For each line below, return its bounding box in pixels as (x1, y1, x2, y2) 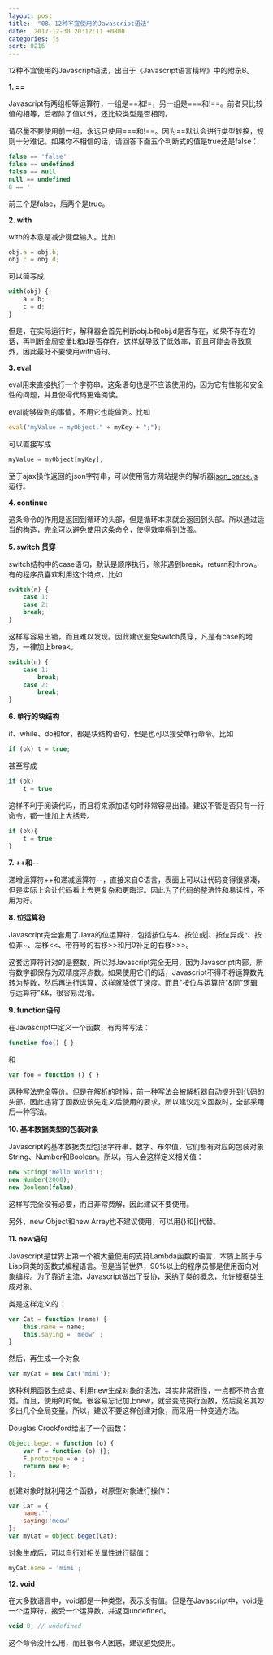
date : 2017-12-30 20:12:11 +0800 (8, 27, 126, 35)
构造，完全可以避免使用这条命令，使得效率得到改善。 (22, 525, 201, 534)
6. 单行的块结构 (8, 712, 60, 722)
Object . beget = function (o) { (8, 1439, 115, 1448)
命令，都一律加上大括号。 (8, 810, 94, 820)
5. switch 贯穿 (8, 542, 56, 551)
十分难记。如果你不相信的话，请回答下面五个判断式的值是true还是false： (15, 136, 259, 147)
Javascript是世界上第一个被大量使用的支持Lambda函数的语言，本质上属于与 (8, 1251, 262, 1261)
